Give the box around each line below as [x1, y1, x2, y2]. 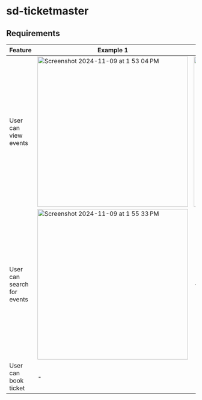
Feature [9, 46, 32, 54]
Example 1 [97, 46, 129, 54]
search [9, 280, 29, 288]
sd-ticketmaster [6, 4, 89, 18]
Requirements [6, 28, 60, 38]
